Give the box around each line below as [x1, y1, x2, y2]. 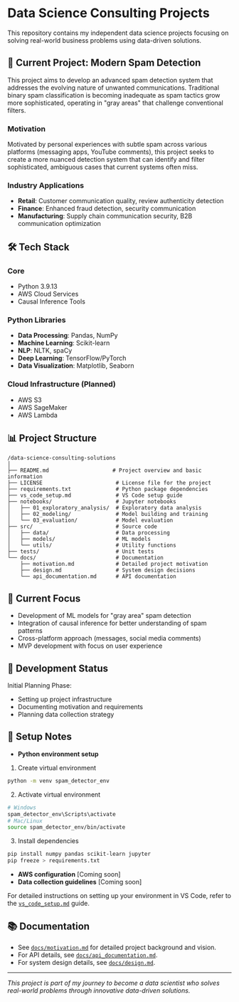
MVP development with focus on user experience [17, 641, 163, 650]
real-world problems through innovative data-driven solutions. [7, 986, 191, 995]
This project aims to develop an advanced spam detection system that [7, 76, 213, 84]
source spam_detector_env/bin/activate [7, 824, 126, 831]
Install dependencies [17, 837, 80, 845]
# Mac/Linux [7, 817, 43, 825]
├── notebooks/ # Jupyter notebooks [7, 498, 176, 505]
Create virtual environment [17, 763, 97, 772]
